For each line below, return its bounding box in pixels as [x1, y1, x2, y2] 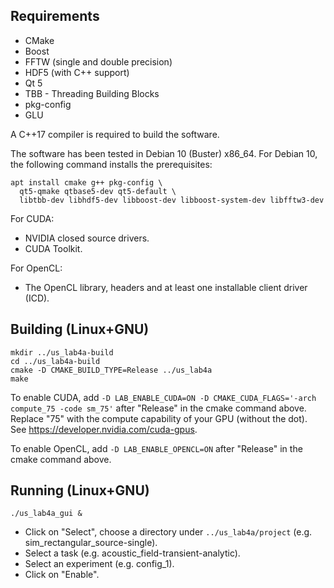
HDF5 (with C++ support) [24, 66, 130, 78]
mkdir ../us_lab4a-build [10, 347, 114, 358]
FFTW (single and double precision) [24, 55, 173, 68]
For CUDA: [10, 212, 55, 224]
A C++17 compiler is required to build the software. [10, 128, 220, 140]
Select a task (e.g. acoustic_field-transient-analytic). [24, 547, 241, 559]
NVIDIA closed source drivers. [24, 232, 150, 244]
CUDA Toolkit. [24, 242, 83, 254]
